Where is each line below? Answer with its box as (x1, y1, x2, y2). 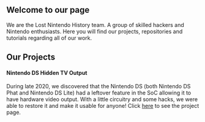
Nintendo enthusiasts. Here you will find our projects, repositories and (6, 28, 183, 35)
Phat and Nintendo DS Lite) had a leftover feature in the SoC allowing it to (6, 89, 192, 97)
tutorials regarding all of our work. (6, 34, 92, 42)
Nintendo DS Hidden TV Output (6, 69, 88, 76)
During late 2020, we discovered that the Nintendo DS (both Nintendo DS (6, 83, 191, 90)
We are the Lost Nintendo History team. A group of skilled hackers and (6, 21, 185, 28)
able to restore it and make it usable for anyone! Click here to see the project (6, 102, 199, 110)
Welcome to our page (6, 5, 90, 15)
